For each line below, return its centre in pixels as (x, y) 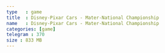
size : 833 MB (24, 40)
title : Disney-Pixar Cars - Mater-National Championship (83, 18)
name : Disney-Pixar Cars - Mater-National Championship (83, 23)
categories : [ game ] (31, 29)
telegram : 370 (26, 35)
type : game (24, 12)
